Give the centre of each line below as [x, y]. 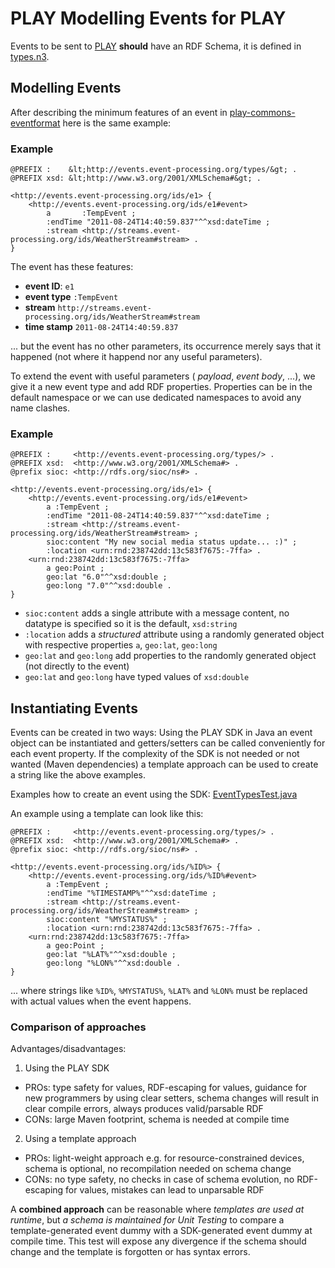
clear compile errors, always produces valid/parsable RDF [144, 1109]
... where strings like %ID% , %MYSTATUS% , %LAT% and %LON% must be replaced [159, 991]
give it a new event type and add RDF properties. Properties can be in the [161, 387]
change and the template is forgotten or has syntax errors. [130, 1252]
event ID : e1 [49, 286]
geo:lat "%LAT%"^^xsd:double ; [111, 955]
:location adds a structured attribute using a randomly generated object [174, 634]
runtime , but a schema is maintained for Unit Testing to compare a [147, 1220]
